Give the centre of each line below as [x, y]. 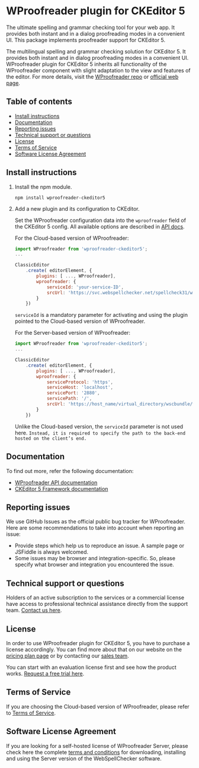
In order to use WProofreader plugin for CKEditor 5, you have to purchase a [98, 643]
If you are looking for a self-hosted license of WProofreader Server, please [97, 745]
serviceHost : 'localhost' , [80, 388]
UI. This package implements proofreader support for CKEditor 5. [86, 40]
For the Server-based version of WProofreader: [73, 333]
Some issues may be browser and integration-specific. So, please [95, 558]
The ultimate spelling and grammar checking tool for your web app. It [91, 27]
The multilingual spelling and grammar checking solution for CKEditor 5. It [96, 51]
